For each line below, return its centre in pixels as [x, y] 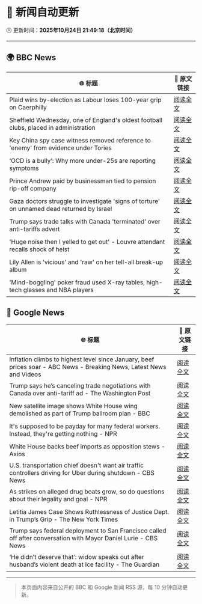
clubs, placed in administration [52, 127]
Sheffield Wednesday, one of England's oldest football [86, 120]
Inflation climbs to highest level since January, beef [82, 359]
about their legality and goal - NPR [58, 499]
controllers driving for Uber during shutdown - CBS [82, 472]
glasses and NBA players [59, 290]
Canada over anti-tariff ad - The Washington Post [80, 393]
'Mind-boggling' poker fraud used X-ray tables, [77, 282]
